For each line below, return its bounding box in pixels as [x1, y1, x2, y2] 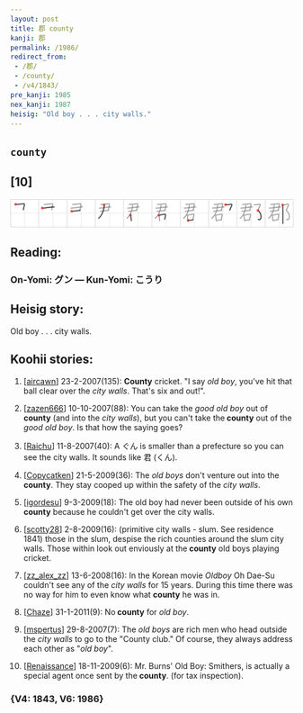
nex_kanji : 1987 [10, 100, 71, 109]
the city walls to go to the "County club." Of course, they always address [22, 633, 293, 644]
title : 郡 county [10, 23, 75, 33]
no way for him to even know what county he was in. [22, 589, 220, 600]
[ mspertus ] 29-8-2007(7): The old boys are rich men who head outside [22, 624, 288, 635]
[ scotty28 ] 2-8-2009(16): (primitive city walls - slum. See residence [22, 523, 274, 535]
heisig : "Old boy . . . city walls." [10, 109, 152, 119]
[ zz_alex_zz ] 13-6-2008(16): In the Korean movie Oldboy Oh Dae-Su [22, 570, 275, 581]
